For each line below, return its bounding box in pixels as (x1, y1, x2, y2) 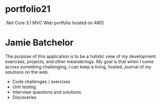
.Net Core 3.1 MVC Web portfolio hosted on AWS (5, 20, 104, 26)
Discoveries (12, 94, 37, 100)
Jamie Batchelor (5, 37, 74, 48)
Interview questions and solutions (12, 89, 81, 95)
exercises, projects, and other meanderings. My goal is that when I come (5, 58, 154, 65)
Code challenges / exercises (12, 78, 71, 84)
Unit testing (12, 84, 36, 90)
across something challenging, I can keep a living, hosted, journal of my (5, 64, 152, 69)
